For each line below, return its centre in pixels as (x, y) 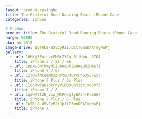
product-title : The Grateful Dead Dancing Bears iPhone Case (71, 33)
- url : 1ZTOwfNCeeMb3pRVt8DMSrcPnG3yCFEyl (55, 76)
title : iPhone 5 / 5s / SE (43, 61)
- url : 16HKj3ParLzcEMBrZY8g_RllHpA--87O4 (55, 57)
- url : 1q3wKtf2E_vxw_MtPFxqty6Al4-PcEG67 (55, 94)
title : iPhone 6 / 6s (37, 71)
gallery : (14, 52)
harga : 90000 (19, 38)
